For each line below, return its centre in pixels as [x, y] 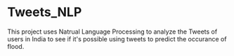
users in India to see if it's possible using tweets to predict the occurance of [117, 38]
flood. [16, 46]
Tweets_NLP [45, 12]
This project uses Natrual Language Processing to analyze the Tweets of [112, 31]
